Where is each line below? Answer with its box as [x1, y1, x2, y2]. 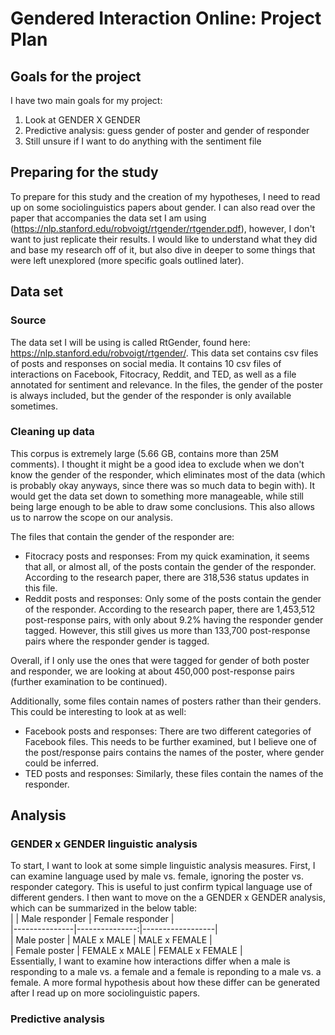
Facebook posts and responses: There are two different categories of [24, 725, 312, 737]
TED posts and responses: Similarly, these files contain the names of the [24, 767, 324, 779]
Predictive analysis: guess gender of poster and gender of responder [24, 125, 310, 136]
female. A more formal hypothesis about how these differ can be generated [10, 977, 321, 989]
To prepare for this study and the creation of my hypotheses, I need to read [10, 190, 321, 202]
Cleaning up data [10, 425, 95, 439]
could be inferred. [24, 757, 99, 769]
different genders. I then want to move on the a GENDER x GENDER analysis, [10, 892, 327, 904]
